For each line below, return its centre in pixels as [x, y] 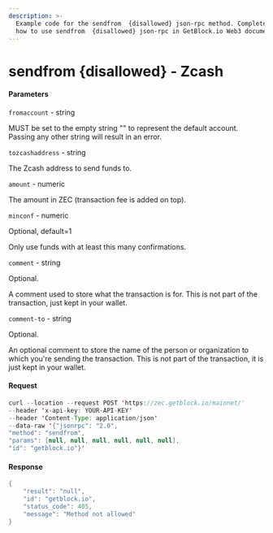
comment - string [35, 262]
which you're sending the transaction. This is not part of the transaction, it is [136, 358]
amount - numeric [37, 184]
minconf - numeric [39, 215]
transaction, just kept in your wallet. [68, 302]
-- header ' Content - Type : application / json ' [83, 418]
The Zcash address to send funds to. [70, 168]
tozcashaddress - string [48, 152]
